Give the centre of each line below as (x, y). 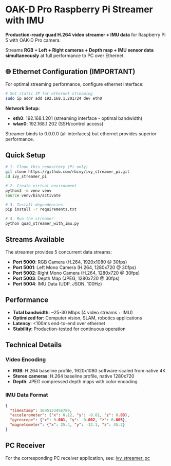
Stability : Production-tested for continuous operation (69, 329)
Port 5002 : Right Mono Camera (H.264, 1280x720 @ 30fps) (76, 273)
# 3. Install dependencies (34, 205)
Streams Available (35, 239)
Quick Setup (25, 155)
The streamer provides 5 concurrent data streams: (59, 252)
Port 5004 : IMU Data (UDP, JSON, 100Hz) (57, 283)
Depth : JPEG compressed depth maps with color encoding (75, 382)
